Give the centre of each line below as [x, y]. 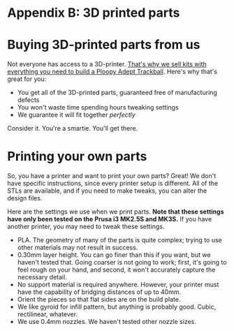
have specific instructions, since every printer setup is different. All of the [113, 184]
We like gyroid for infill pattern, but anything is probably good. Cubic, [117, 307]
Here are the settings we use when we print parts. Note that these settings [116, 212]
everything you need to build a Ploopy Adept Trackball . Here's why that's [112, 72]
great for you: [27, 79]
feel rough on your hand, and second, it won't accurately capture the [116, 270]
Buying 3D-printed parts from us [104, 45]
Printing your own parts [77, 157]
